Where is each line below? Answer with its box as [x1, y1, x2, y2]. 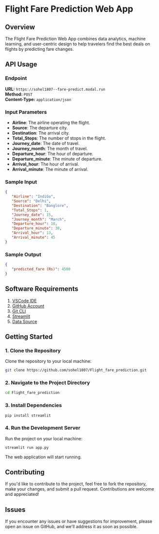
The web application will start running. [5, 454, 82, 460]
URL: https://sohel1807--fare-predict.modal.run [5, 86, 106, 92]
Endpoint [5, 75, 27, 82]
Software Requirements [5, 285, 79, 293]
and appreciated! [5, 492, 39, 497]
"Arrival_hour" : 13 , [11, 230, 53, 235]
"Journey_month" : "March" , [11, 217, 67, 222]
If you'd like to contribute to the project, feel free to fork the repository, [5, 481, 147, 487]
